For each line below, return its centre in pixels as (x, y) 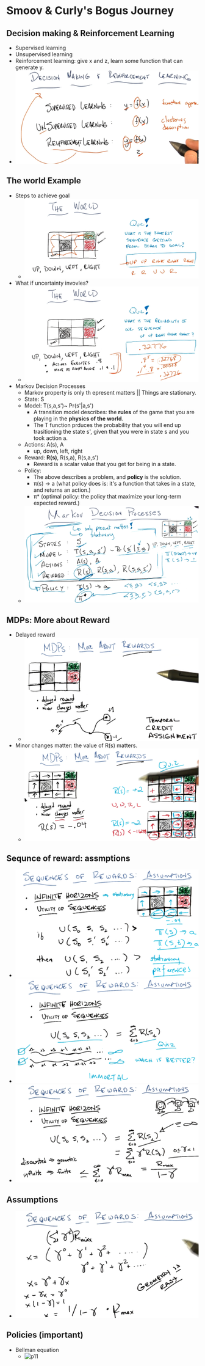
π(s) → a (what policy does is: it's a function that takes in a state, (115, 483)
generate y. (29, 67)
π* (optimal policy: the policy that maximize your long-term (107, 496)
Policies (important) (45, 1335)
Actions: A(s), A (44, 444)
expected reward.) (56, 503)
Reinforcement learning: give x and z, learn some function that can (99, 61)
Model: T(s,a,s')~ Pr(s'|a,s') (59, 405)
